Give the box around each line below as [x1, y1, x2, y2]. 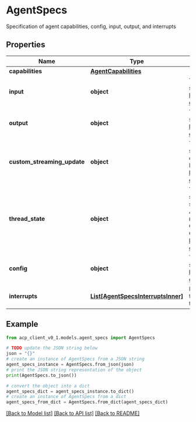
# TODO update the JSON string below [6, 345, 98, 351]
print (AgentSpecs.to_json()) [6, 372, 77, 378]
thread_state [9, 215, 45, 223]
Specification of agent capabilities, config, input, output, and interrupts [6, 23, 176, 30]
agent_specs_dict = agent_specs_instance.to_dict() [6, 388, 134, 395]
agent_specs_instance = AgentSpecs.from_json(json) [6, 362, 134, 368]
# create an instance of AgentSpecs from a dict [6, 394, 127, 400]
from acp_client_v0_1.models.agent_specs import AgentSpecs [6, 334, 156, 341]
